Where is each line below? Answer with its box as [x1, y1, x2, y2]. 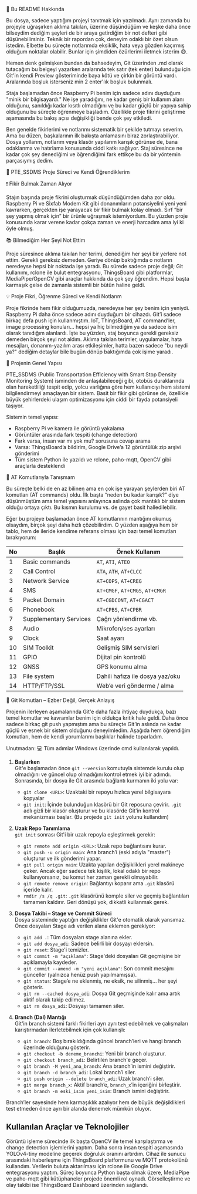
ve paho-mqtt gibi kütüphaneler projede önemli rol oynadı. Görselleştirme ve [6, 1175, 191, 1182]
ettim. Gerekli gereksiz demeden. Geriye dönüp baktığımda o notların [6, 257, 173, 264]
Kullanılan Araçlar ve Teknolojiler [6, 1122, 130, 1132]
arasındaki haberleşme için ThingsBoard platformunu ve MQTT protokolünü [6, 1156, 188, 1163]
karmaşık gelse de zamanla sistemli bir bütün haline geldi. [6, 282, 145, 288]
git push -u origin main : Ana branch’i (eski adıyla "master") [23, 849, 171, 855]
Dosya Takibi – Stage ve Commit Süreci [14, 910, 112, 917]
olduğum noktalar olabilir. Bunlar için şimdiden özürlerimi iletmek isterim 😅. [6, 48, 188, 55]
